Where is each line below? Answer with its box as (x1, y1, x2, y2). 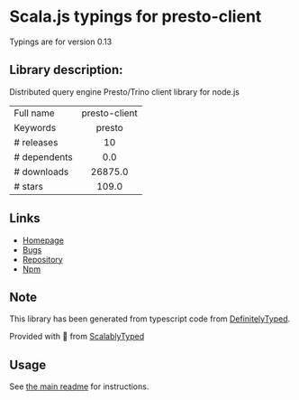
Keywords (14, 121, 57, 134)
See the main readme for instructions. (9, 381, 149, 392)
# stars (14, 180, 43, 192)
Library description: (9, 62, 123, 78)
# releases (14, 135, 59, 148)
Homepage (22, 235, 65, 246)
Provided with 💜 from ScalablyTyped (9, 331, 145, 342)
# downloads (14, 165, 69, 178)
